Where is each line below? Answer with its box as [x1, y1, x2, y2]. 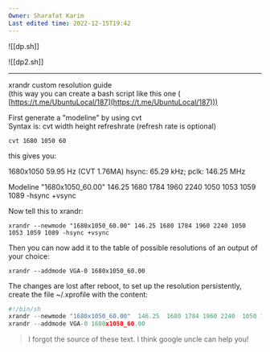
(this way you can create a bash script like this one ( [8, 88, 181, 98]
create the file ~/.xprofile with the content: [8, 289, 149, 299]
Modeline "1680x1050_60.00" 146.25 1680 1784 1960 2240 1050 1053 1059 [8, 182, 256, 191]
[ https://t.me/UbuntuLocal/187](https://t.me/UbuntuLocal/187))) [8, 97, 219, 107]
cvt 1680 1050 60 [8, 137, 67, 145]
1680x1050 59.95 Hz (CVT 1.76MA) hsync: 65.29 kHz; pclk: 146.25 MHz [8, 166, 246, 176]
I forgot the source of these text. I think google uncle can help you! [27, 334, 249, 344]
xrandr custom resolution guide [8, 80, 112, 89]
